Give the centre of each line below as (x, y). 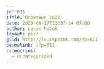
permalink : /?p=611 (31, 46)
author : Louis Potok (32, 28)
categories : (21, 51)
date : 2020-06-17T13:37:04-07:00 (48, 23)
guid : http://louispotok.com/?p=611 (52, 40)
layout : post (23, 34)
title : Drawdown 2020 (33, 17)
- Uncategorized (32, 56)
